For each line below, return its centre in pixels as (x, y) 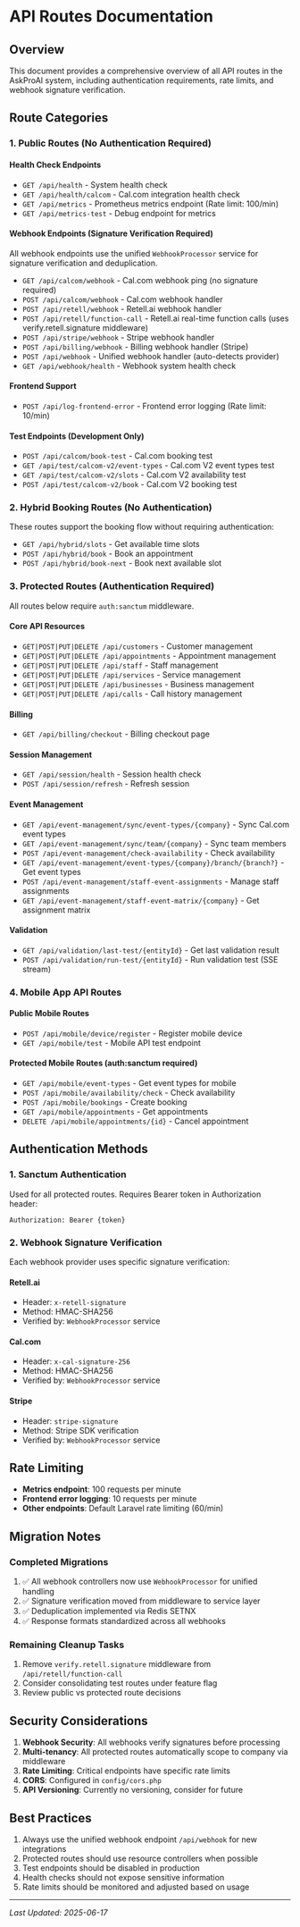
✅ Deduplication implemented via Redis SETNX (109, 1611)
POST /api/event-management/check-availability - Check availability (148, 853)
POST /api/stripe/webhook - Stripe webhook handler (118, 337)
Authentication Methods (79, 1149)
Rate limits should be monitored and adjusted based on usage (136, 1887)
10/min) (36, 415)
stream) (37, 969)
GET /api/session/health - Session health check (112, 774)
